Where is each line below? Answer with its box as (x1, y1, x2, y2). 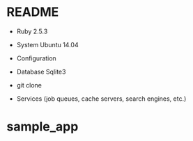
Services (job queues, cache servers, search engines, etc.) (16, 94, 187, 103)
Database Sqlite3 (16, 67, 66, 76)
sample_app (6, 119, 79, 135)
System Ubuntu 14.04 (16, 40, 79, 49)
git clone (16, 81, 43, 89)
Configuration (16, 53, 56, 63)
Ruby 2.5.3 (16, 27, 48, 35)
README (6, 4, 59, 20)
